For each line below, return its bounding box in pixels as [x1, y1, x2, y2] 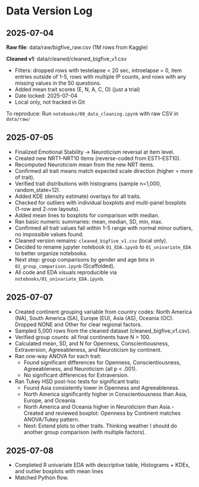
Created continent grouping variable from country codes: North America [14, 308, 192, 315]
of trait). [14, 173, 35, 181]
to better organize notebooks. [14, 249, 88, 257]
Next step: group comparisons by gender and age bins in [14, 256, 154, 263]
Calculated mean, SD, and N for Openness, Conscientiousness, [14, 340, 169, 347]
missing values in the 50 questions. [14, 79, 102, 86]
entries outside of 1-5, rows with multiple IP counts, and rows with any [14, 73, 187, 80]
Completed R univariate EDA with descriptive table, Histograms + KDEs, [14, 461, 190, 469]
